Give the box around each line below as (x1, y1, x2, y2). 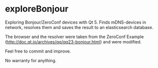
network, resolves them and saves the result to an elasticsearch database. (5, 24, 154, 30)
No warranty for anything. (5, 57, 57, 63)
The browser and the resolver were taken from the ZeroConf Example (5, 34, 144, 40)
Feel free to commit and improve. (5, 48, 71, 54)
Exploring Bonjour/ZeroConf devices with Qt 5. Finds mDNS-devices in (5, 19, 146, 25)
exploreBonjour (5, 3, 69, 14)
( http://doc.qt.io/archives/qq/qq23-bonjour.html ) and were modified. (5, 39, 142, 44)
